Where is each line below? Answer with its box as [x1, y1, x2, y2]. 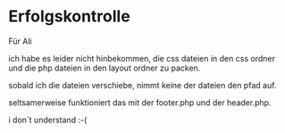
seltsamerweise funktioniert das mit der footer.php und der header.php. [8, 96, 272, 108]
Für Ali [8, 36, 32, 46]
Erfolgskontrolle [8, 6, 130, 27]
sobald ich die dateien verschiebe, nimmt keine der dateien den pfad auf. [8, 79, 277, 90]
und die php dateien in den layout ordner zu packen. [8, 62, 201, 73]
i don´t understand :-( [8, 114, 88, 125]
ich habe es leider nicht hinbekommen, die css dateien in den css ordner [8, 53, 276, 63]
